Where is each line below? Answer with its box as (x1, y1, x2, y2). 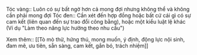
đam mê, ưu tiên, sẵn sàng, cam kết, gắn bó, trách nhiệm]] (6, 42, 149, 49)
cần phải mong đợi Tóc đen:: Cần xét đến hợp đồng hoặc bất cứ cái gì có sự (6, 12, 191, 19)
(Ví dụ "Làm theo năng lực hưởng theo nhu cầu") (6, 24, 125, 31)
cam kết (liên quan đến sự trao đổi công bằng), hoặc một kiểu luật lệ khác (6, 18, 186, 25)
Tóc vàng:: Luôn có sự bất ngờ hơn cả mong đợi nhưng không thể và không (6, 6, 190, 12)
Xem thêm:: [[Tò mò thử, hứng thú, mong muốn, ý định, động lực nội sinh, (6, 36, 185, 43)
